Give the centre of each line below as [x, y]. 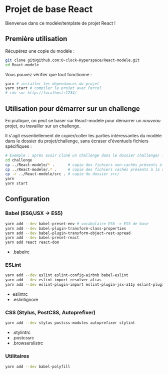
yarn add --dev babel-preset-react [42, 238]
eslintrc [20, 294]
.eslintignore [25, 300]
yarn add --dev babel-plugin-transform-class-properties [66, 228]
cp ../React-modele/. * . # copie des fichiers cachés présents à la [82, 169]
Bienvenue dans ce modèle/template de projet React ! [60, 23]
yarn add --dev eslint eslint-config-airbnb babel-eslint [67, 275]
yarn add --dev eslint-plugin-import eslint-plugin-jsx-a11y [70, 285]
